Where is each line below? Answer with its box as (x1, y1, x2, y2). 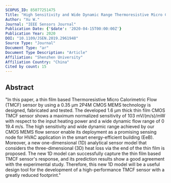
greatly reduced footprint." (5, 172, 61, 178)
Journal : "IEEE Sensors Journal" (5, 21, 76, 27)
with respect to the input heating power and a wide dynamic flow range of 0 (5, 118, 164, 124)
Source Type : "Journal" (5, 41, 56, 46)
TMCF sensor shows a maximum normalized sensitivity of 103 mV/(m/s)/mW (5, 112, 165, 118)
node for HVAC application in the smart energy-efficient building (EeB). (5, 134, 154, 140)
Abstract (5, 83, 34, 91)
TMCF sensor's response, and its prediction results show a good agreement (5, 156, 165, 162)
